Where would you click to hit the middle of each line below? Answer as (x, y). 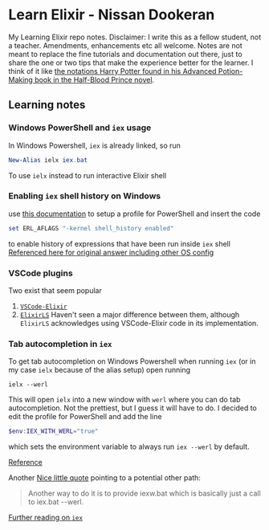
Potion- (230, 71)
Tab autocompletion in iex (60, 344)
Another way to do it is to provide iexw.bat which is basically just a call (144, 493)
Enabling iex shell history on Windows (85, 196)
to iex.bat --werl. (56, 502)
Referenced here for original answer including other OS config (111, 252)
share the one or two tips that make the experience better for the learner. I (131, 63)
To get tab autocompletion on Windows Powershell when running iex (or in (132, 361)
